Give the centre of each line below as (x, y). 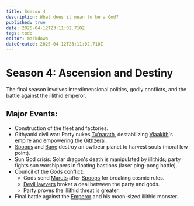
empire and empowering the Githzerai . (60, 140)
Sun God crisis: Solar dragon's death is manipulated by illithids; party (98, 159)
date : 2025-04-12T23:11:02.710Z (45, 28)
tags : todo (19, 33)
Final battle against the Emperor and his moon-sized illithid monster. (96, 196)
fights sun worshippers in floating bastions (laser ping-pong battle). (96, 165)
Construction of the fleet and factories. (61, 128)
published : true (26, 22)
